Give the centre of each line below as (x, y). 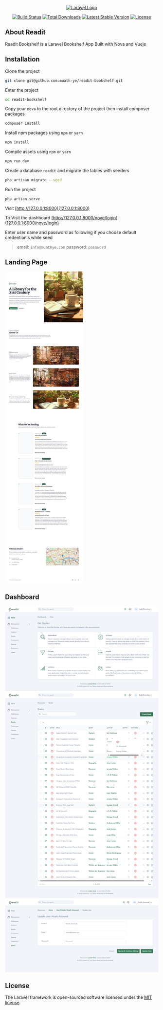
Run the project (20, 189)
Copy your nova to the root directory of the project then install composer (77, 109)
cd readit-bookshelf (26, 99)
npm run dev (17, 161)
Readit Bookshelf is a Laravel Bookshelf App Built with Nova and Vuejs (75, 44)
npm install (17, 142)
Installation (22, 59)
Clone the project (22, 71)
